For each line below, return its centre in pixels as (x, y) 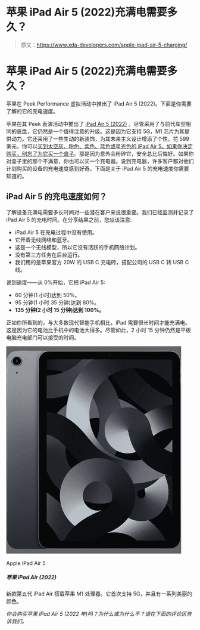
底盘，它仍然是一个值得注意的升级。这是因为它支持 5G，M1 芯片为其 (100, 131)
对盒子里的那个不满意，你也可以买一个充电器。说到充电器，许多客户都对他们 (100, 161)
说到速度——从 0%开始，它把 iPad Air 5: (56, 282)
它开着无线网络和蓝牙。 (43, 240)
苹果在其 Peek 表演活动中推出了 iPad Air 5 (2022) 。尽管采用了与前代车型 (96, 123)
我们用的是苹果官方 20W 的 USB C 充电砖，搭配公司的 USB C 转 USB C (102, 262)
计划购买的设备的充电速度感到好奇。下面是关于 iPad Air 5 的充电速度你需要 (98, 168)
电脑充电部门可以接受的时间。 (43, 337)
